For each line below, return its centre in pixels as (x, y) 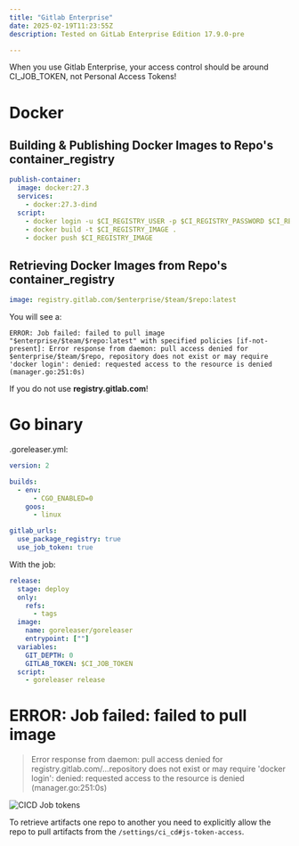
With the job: (32, 564)
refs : (36, 606)
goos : (36, 507)
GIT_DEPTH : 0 (49, 655)
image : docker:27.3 (53, 188)
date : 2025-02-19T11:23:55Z (61, 26)
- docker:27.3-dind (61, 205)
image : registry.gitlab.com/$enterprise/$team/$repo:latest (123, 300)
